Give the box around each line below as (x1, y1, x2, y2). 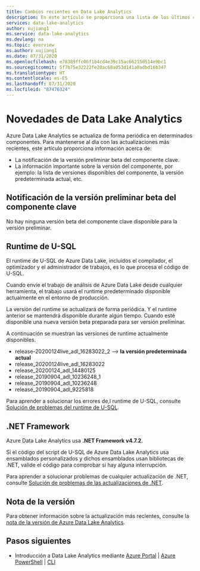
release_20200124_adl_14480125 (14, 367, 96, 374)
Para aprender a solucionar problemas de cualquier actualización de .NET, (6, 473, 189, 480)
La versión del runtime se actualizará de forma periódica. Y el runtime (6, 306, 177, 313)
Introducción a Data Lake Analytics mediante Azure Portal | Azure (14, 552, 176, 559)
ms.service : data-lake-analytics (6, 31, 89, 37)
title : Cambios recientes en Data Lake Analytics (6, 8, 132, 15)
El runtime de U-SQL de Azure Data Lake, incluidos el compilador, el (6, 257, 173, 265)
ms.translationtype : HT (6, 70, 65, 76)
